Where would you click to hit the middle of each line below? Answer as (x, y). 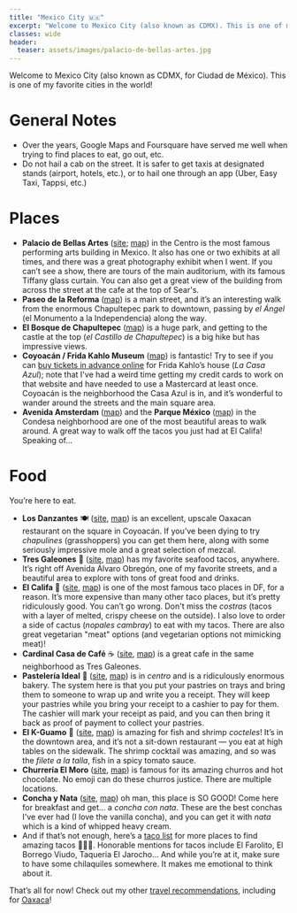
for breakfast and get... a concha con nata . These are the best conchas (152, 807)
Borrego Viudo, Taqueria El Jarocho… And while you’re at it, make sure (151, 854)
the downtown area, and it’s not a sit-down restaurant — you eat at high (152, 741)
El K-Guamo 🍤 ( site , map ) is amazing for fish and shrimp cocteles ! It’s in (152, 732)
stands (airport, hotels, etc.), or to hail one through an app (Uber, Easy (150, 173)
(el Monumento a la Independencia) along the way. (114, 318)
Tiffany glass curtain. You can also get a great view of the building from (152, 280)
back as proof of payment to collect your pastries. (113, 723)
